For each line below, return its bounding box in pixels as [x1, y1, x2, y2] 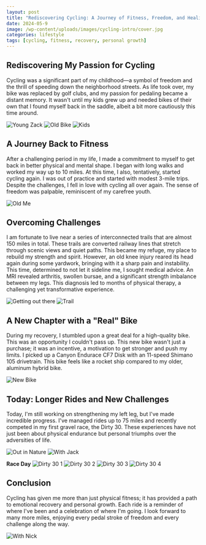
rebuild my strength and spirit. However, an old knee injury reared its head [6, 253, 194, 261]
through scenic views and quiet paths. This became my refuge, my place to [6, 247, 197, 254]
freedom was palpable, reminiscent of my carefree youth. [6, 188, 152, 195]
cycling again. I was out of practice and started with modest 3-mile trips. [6, 174, 190, 182]
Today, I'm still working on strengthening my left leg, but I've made [6, 411, 175, 418]
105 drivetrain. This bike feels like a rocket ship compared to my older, [6, 358, 183, 365]
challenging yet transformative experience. [6, 286, 115, 293]
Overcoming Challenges [6, 217, 101, 228]
